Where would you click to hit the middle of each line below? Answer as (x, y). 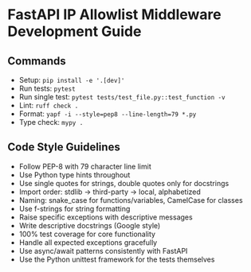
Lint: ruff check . (49, 105)
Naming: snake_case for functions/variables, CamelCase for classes (131, 200)
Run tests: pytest (47, 88)
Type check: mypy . (51, 122)
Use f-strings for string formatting (75, 208)
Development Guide (75, 31)
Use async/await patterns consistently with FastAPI (103, 251)
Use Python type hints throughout (75, 175)
